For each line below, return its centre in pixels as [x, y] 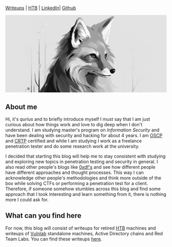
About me [21, 107]
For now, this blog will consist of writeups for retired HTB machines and [81, 228]
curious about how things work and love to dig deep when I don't [74, 124]
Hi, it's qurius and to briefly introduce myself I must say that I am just [78, 119]
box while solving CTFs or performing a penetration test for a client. [77, 183]
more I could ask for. [27, 199]
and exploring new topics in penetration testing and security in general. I [82, 162]
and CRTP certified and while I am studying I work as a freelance [74, 141]
